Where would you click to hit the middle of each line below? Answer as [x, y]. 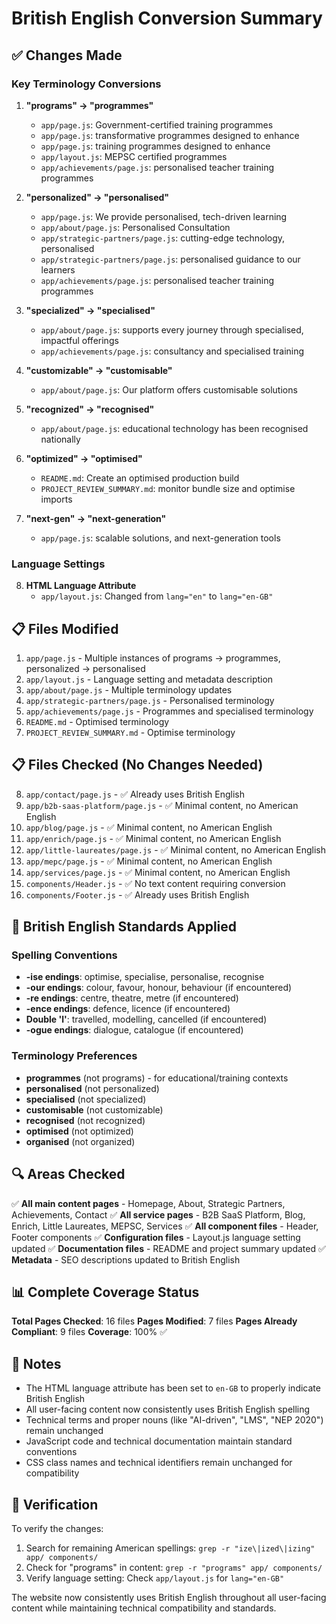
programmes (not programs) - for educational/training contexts [157, 1078]
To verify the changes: [57, 1529]
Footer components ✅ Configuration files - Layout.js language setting [156, 1237]
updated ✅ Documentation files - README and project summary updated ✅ [168, 1248]
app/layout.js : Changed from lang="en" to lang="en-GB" [157, 596]
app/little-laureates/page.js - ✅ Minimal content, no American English [176, 849]
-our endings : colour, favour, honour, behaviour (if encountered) [159, 988]
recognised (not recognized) [85, 1120]
